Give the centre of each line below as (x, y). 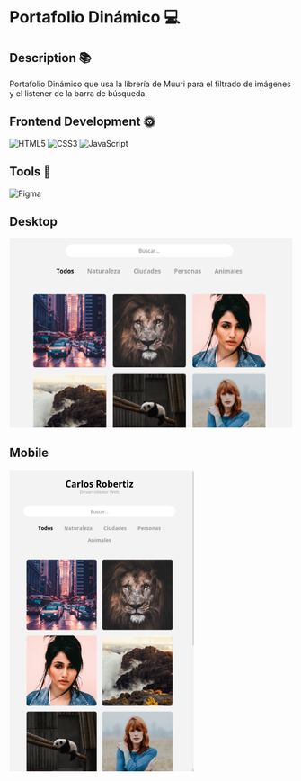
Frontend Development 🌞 (82, 122)
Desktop (34, 222)
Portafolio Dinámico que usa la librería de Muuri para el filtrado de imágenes (150, 84)
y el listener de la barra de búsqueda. (79, 94)
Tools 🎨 (31, 172)
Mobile (29, 453)
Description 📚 (50, 58)
